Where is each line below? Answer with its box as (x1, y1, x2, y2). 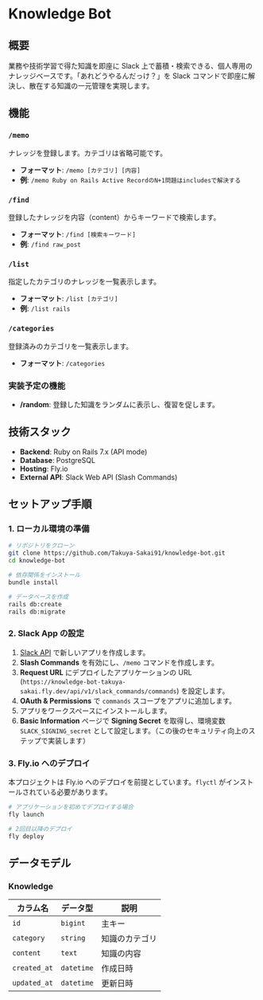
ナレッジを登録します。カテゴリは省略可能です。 (8, 148, 168, 158)
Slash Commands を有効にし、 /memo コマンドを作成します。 (19, 657, 219, 667)
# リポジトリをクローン (8, 542, 75, 550)
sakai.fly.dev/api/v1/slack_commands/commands (19, 687, 177, 696)
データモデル (8, 856, 72, 869)
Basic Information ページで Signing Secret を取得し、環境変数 (19, 716, 226, 725)
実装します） (47, 735, 90, 745)
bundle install (8, 578, 59, 586)
